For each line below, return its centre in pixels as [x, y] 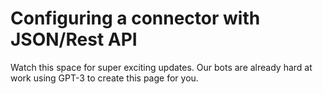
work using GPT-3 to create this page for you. [104, 78]
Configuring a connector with [135, 18]
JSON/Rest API [74, 39]
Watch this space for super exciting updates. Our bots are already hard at [161, 67]
